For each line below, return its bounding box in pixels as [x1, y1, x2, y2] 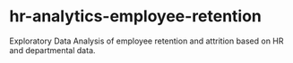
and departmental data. [9, 44, 96, 55]
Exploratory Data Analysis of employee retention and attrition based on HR [9, 35, 284, 46]
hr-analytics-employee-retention [9, 6, 263, 27]
